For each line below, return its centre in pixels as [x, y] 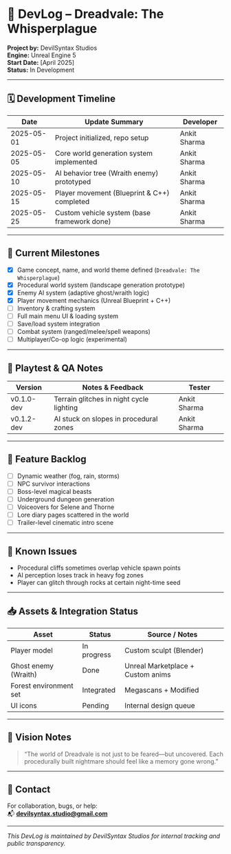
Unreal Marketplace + [159, 666]
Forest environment [42, 686]
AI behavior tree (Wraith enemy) [107, 173]
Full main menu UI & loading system [68, 316]
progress [97, 655]
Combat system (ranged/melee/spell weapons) [84, 331]
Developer [200, 121]
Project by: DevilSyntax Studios [52, 48]
